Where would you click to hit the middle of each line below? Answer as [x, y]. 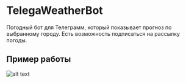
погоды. [17, 40]
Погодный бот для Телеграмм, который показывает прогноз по [89, 27]
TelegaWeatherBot [55, 11]
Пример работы [39, 59]
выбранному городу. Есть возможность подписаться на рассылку [93, 33]
